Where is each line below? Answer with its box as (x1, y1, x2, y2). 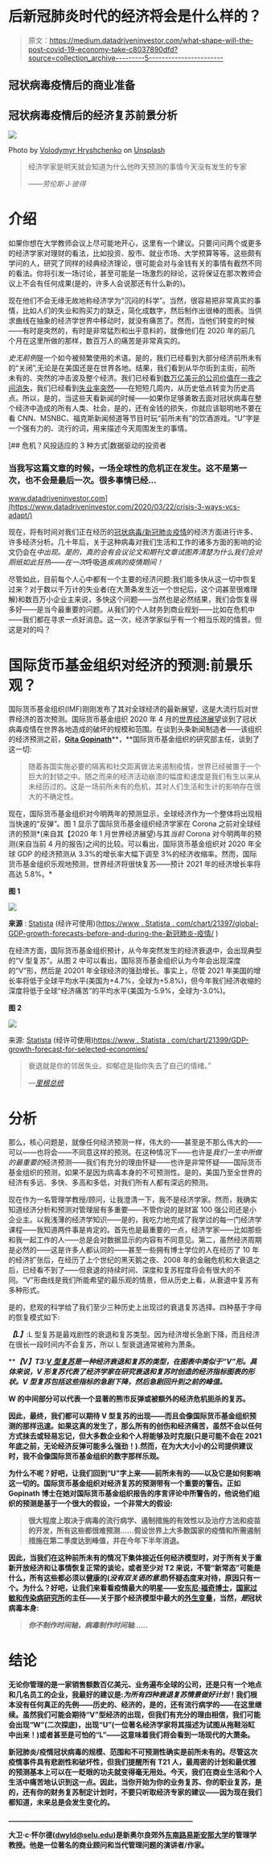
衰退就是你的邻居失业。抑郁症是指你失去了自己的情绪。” (27, 1061, 211, 1071)
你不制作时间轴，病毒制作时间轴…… (27, 1620, 149, 1630)
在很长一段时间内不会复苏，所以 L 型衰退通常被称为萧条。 (8, 1339, 199, 1349)
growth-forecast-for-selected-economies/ (8, 1044, 149, 1054)
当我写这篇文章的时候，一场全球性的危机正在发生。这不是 (8, 463, 231, 473)
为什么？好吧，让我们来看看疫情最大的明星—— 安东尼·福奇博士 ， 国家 (22, 1583, 251, 1593)
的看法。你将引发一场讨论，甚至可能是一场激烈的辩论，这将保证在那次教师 (8, 269, 255, 279)
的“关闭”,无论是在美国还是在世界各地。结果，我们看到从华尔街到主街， (8, 363, 241, 373)
